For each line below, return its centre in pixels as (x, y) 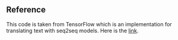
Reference (26, 10)
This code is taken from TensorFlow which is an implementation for (89, 24)
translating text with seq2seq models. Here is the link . (73, 30)
